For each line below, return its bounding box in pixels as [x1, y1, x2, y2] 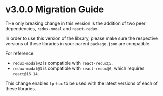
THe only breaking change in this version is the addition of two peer [5, 20, 146, 26]
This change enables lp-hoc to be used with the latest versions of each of [5, 80, 158, 86]
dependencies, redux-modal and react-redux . [5, 25, 99, 31]
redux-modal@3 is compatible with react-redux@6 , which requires [12, 65, 145, 71]
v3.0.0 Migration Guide [5, 4, 104, 15]
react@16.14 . [12, 70, 39, 76]
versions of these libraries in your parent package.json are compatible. [5, 40, 151, 46]
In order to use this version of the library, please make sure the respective [5, 35, 158, 41]
